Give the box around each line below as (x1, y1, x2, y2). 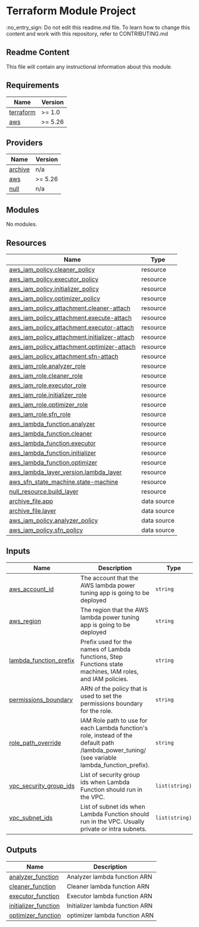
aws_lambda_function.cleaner (9, 429, 92, 438)
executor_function (9, 892, 60, 900)
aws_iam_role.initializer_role (9, 391, 87, 399)
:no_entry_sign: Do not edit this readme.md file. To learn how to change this (6, 24, 191, 31)
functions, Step (80, 652, 123, 660)
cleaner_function (9, 882, 56, 890)
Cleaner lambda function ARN (66, 882, 150, 890)
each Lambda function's (80, 723, 148, 732)
